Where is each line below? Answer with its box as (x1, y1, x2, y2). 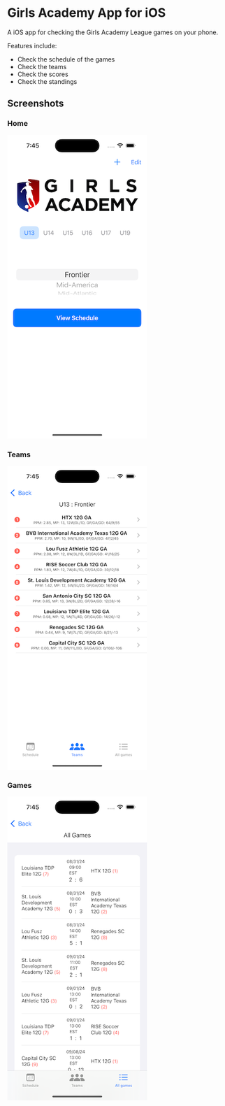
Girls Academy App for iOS (7, 5, 166, 21)
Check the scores (17, 70, 68, 78)
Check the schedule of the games (17, 55, 115, 64)
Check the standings (17, 77, 78, 85)
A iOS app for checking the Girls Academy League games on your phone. (7, 28, 219, 36)
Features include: (7, 41, 57, 50)
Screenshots (7, 98, 64, 110)
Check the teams (17, 62, 67, 71)
